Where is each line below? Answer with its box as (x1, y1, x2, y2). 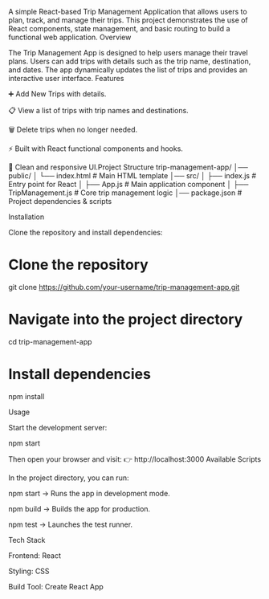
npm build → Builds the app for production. (8, 503, 151, 513)
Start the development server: (8, 422, 108, 432)
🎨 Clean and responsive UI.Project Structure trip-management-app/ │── (8, 162, 249, 172)
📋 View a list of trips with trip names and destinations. (8, 106, 189, 115)
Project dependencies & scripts (8, 197, 112, 206)
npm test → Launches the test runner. (8, 520, 133, 529)
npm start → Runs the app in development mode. (8, 488, 170, 498)
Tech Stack (8, 535, 46, 544)
